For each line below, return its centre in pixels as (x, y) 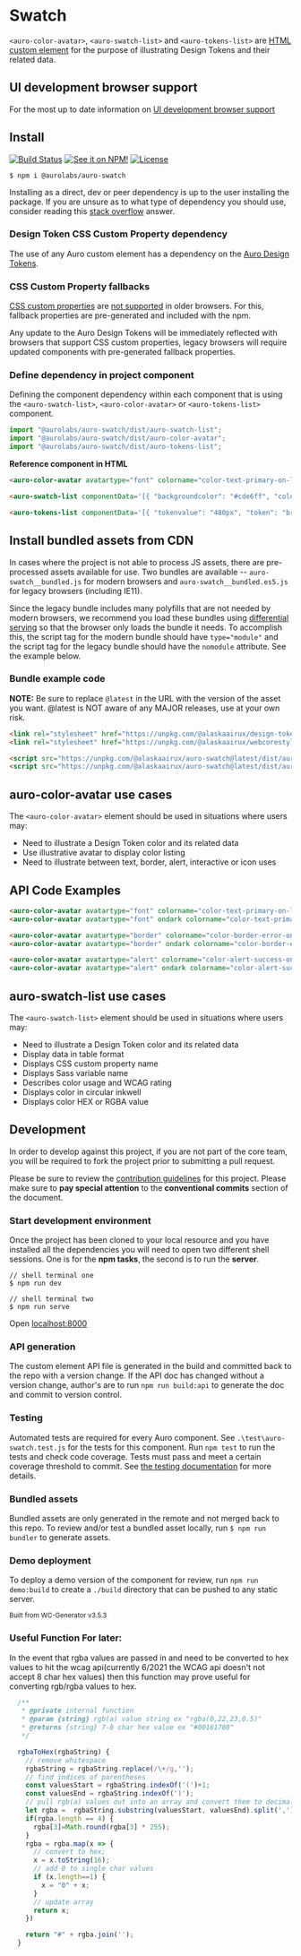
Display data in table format (73, 1054)
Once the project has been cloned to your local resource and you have (139, 1240)
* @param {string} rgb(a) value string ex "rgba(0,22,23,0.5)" (142, 1719)
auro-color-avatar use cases (91, 794)
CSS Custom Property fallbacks (80, 286)
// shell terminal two (52, 1299)
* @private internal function (77, 1711)
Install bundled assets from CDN (102, 541)
